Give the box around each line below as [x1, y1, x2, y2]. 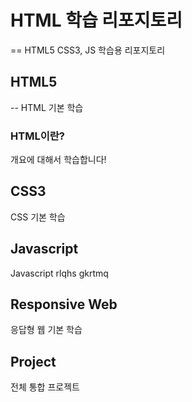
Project [10, 353, 57, 370]
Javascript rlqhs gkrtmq [10, 267, 109, 279]
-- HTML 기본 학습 [10, 101, 84, 113]
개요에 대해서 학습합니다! [10, 154, 107, 166]
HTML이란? [10, 129, 65, 143]
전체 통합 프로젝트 [10, 381, 80, 393]
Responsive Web [10, 296, 118, 313]
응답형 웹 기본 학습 [10, 324, 83, 336]
